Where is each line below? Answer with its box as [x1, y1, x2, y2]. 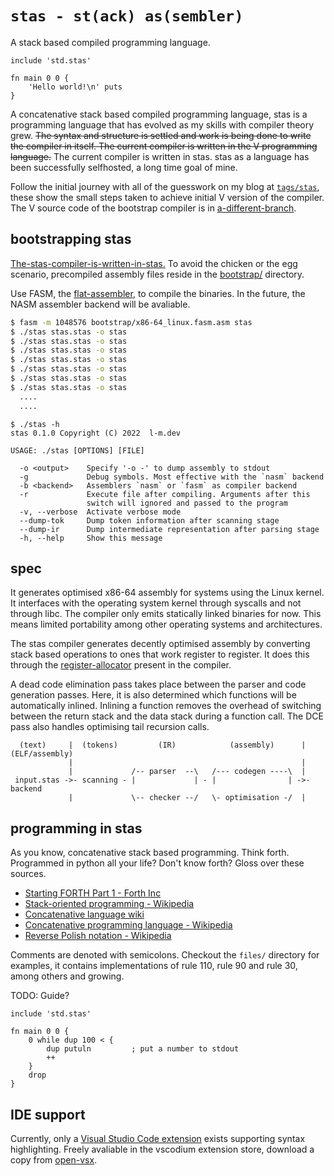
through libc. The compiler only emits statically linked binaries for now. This [10, 608, 322, 620]
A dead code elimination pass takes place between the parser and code [10, 678, 307, 691]
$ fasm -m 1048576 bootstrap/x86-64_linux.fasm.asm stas [10, 317, 253, 327]
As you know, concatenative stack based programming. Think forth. [10, 847, 290, 859]
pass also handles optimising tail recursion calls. [10, 721, 210, 733]
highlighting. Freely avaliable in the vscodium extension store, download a [10, 1143, 315, 1155]
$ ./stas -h [10, 419, 60, 429]
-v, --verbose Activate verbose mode [19, 507, 182, 517]
